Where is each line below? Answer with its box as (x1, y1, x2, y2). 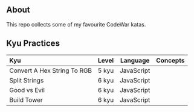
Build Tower (9, 96, 44, 104)
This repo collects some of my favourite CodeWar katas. (6, 20, 146, 28)
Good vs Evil (9, 86, 45, 94)
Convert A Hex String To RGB (9, 66, 92, 75)
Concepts (156, 56, 185, 64)
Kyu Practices (6, 39, 60, 49)
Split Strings (9, 76, 44, 84)
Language (120, 56, 150, 64)
